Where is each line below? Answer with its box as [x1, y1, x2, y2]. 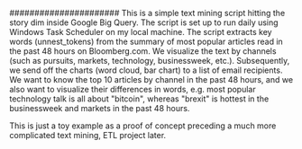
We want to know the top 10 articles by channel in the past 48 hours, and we [9, 74, 294, 84]
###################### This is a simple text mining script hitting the [9, 8, 286, 18]
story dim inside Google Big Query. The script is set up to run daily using [9, 17, 279, 28]
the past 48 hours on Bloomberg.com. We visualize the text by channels [9, 46, 277, 57]
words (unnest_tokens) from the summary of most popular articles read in [9, 36, 284, 47]
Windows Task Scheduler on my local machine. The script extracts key [9, 27, 272, 37]
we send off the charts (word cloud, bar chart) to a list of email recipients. [9, 65, 283, 75]
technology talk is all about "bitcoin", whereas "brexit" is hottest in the [9, 93, 270, 104]
